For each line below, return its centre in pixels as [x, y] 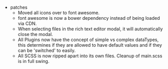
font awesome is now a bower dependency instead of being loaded [89, 18]
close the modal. [35, 34]
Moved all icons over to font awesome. [59, 13]
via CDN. [27, 23]
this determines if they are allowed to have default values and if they [90, 45]
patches [19, 7]
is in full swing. [34, 61]
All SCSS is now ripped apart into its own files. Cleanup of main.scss [90, 56]
